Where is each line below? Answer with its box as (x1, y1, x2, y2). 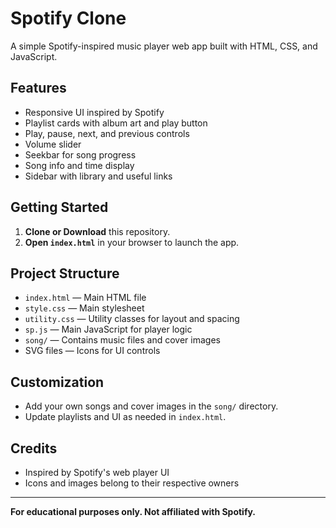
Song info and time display (24, 159, 135, 171)
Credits (10, 440, 58, 457)
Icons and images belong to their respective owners (24, 477, 240, 489)
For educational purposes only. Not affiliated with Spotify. (10, 506, 257, 517)
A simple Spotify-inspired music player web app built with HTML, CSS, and (10, 40, 318, 52)
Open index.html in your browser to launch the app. (24, 236, 240, 248)
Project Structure (10, 265, 120, 282)
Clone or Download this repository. (24, 225, 171, 237)
